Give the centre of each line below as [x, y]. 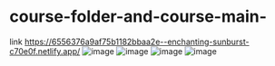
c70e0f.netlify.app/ [45, 51]
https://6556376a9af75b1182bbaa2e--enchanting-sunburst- [137, 42]
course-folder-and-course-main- [138, 17]
